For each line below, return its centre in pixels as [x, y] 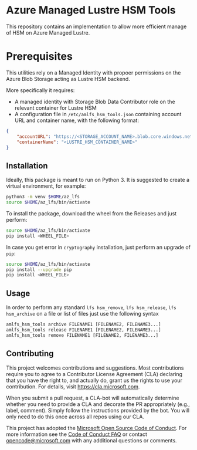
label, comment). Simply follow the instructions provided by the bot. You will [98, 410]
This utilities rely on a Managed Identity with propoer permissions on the [94, 72]
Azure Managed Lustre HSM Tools [91, 10]
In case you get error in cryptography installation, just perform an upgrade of [98, 247]
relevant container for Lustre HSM [55, 108]
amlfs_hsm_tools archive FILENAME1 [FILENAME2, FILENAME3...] [84, 324]
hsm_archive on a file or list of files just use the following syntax [83, 314]
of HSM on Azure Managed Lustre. [48, 32]
